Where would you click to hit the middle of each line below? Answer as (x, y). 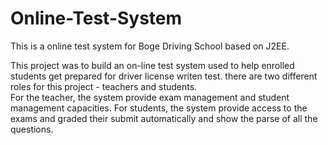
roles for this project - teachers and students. (104, 86)
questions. (32, 129)
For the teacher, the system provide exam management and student (150, 97)
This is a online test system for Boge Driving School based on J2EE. (150, 46)
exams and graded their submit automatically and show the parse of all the (164, 118)
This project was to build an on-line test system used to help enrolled (152, 65)
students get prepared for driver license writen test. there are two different (164, 76)
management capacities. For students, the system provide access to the (159, 108)
